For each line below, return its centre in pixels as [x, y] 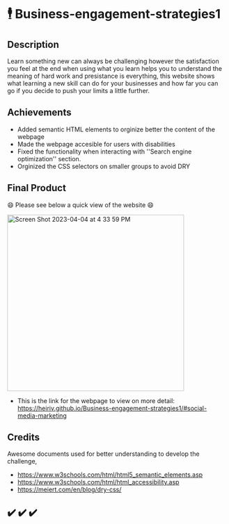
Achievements [39, 113]
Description [33, 44]
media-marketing [42, 416]
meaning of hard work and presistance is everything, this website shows [111, 76]
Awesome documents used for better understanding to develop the [103, 454]
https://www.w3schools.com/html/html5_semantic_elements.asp [110, 475]
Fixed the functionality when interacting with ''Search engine [104, 152]
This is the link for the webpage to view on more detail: [96, 400]
